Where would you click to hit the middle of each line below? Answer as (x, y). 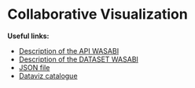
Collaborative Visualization (97, 14)
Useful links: (28, 36)
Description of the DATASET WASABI (79, 59)
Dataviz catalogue (48, 76)
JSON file (34, 67)
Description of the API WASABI (69, 51)
